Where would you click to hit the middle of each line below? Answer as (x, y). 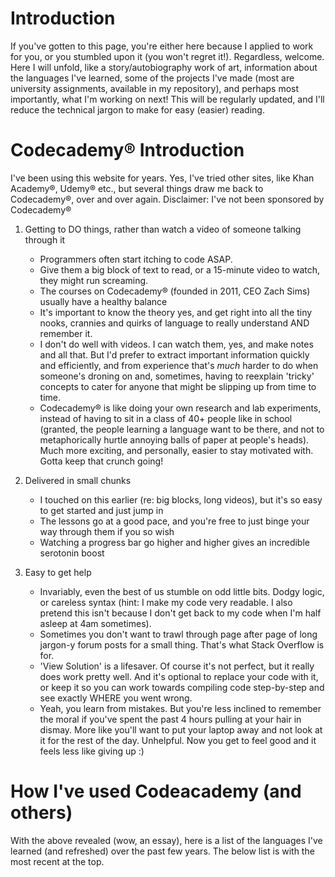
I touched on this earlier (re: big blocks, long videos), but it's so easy (181, 499)
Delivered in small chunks (78, 480)
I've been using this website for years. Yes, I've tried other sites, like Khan (162, 178)
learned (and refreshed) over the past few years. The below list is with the (162, 851)
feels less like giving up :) (92, 751)
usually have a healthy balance (103, 301)
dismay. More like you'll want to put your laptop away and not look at (181, 729)
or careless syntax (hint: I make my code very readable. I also (166, 602)
